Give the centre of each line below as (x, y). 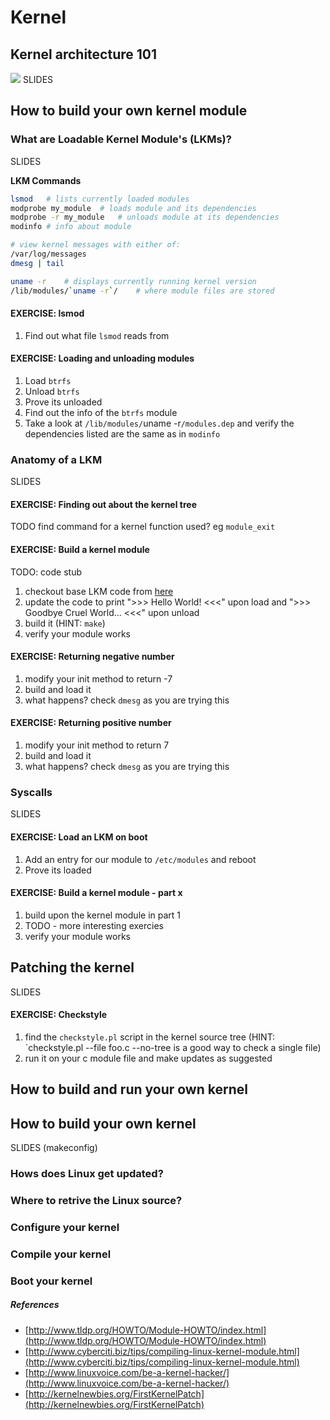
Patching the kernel (72, 967)
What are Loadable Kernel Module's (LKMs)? (121, 139)
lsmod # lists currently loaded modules (100, 199)
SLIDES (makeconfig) (54, 1147)
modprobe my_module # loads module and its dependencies (133, 208)
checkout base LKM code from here (99, 591)
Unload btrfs (52, 391)
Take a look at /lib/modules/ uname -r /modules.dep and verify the (159, 423)
